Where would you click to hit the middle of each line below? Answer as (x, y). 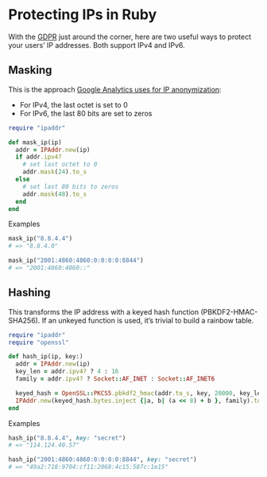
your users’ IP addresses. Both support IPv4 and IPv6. (97, 45)
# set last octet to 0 (60, 165)
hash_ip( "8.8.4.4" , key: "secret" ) (67, 438)
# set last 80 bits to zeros (71, 186)
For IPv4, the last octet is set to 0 (74, 104)
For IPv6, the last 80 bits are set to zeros (86, 113)
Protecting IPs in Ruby (83, 15)
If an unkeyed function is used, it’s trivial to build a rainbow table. (148, 320)
